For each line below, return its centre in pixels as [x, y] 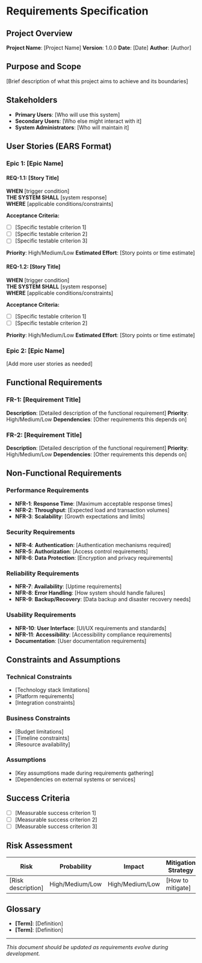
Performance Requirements [47, 491]
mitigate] [178, 888]
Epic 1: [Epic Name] [35, 163]
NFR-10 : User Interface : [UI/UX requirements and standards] [90, 628]
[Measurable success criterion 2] [56, 819]
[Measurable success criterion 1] [55, 813]
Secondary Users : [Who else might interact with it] [78, 121]
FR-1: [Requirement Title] [44, 400]
